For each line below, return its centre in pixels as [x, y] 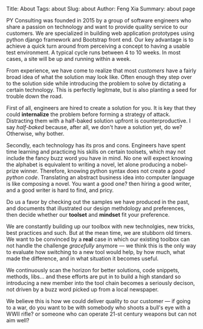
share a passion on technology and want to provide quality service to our [97, 27]
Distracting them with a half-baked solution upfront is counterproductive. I [98, 121]
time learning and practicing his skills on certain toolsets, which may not [96, 152]
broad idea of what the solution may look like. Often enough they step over [99, 77]
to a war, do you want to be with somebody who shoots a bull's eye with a [98, 308]
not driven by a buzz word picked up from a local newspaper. [82, 289]
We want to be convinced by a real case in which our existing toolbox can [98, 239]
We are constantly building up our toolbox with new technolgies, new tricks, [101, 226]
